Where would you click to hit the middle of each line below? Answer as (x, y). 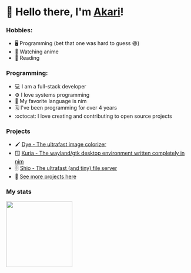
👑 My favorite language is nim (51, 101)
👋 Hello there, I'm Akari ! (65, 12)
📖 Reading (27, 58)
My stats (19, 192)
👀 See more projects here (45, 177)
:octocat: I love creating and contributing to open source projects (93, 116)
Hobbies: (19, 30)
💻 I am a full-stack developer (50, 86)
